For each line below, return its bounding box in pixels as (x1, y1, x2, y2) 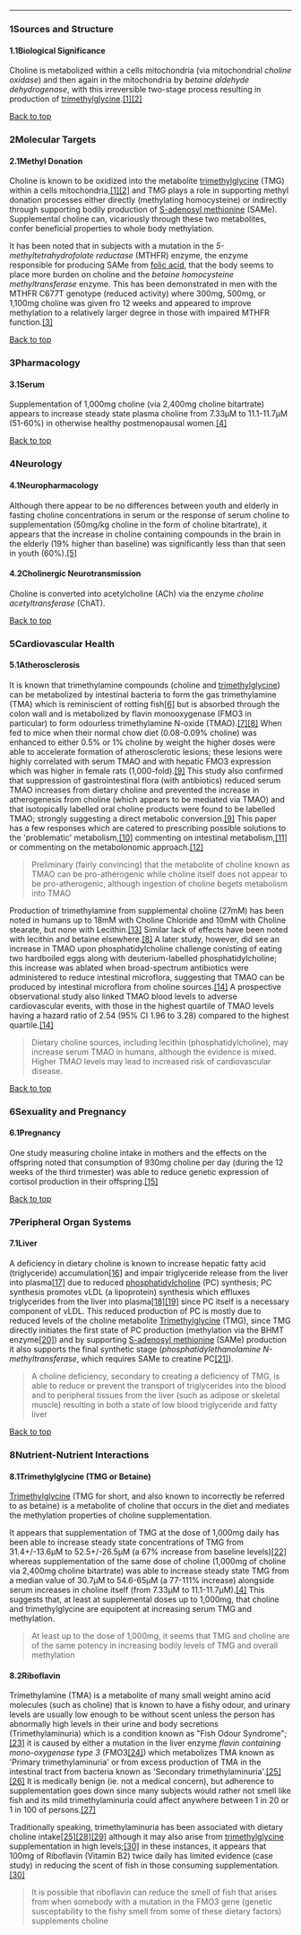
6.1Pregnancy (9, 1127, 61, 1138)
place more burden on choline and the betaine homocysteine (9, 269, 235, 280)
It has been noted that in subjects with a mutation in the (9, 241, 214, 251)
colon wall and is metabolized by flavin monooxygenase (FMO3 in (9, 708, 253, 719)
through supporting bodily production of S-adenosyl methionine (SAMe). (9, 204, 278, 215)
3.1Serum (9, 379, 45, 390)
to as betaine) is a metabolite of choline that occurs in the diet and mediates (9, 1501, 289, 1511)
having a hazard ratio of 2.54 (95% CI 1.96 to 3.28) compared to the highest (9, 1010, 289, 1020)
